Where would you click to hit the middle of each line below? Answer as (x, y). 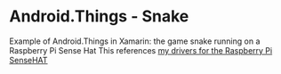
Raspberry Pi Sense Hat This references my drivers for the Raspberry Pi (141, 50)
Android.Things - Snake (99, 16)
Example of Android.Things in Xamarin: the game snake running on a (135, 41)
